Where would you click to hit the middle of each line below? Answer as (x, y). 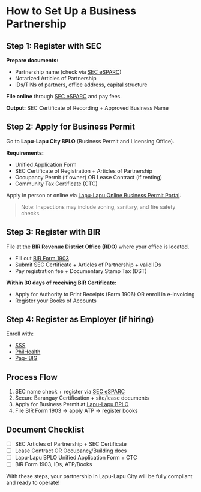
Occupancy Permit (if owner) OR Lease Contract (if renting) (88, 177)
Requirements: (25, 153)
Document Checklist (45, 429)
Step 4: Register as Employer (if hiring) (80, 319)
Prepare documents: (32, 60)
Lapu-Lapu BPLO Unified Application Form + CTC (76, 458)
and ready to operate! (33, 483)
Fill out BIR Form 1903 (42, 258)
